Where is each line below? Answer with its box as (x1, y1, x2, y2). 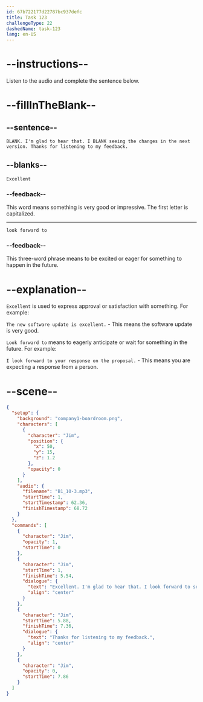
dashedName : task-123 (6, 25, 61, 32)
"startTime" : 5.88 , (22, 617, 71, 624)
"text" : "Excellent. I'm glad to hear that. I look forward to (28, 584, 190, 590)
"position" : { (28, 438, 63, 444)
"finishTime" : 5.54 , (22, 573, 74, 579)
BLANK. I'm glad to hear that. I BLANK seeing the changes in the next (6, 138, 190, 145)
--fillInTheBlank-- (6, 98, 97, 112)
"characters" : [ (17, 421, 59, 427)
